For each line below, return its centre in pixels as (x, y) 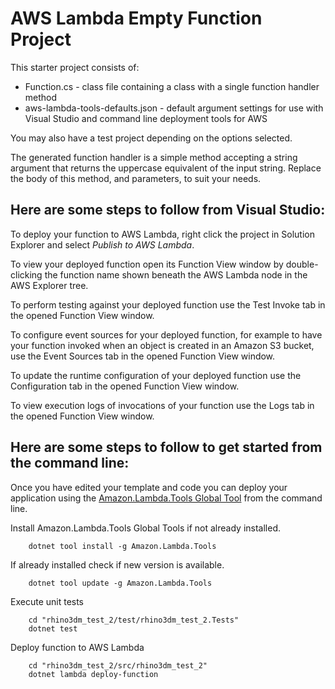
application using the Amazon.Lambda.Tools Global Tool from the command (166, 498)
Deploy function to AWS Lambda (77, 647)
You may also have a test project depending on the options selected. (151, 138)
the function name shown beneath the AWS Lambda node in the (176, 274)
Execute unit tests (47, 601)
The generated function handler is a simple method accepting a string (154, 157)
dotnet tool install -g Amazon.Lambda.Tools (122, 546)
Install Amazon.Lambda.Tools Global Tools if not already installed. (145, 528)
